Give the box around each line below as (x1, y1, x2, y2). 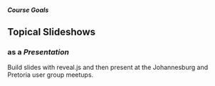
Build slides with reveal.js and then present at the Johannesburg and (7, 63, 209, 72)
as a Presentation (7, 47, 70, 56)
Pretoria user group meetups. (7, 70, 94, 79)
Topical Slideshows (7, 25, 96, 38)
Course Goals (7, 6, 49, 14)
